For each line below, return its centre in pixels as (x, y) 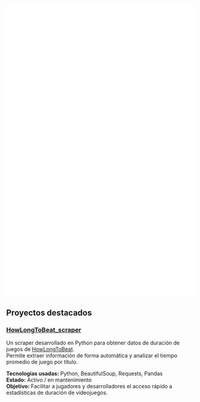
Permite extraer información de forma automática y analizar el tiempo (92, 355)
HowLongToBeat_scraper (44, 330)
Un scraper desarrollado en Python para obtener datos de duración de (93, 343)
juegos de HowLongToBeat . (40, 349)
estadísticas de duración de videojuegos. (57, 392)
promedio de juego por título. (42, 362)
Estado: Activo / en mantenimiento (49, 380)
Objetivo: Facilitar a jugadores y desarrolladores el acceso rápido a (89, 386)
